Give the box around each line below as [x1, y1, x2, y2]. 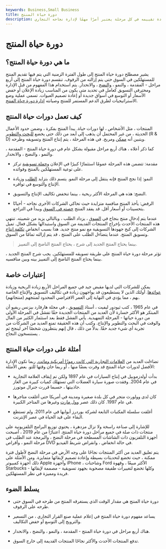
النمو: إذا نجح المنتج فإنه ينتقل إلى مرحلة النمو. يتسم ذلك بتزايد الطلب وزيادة [12, 176, 153, 182]
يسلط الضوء [5, 485, 39, 494]
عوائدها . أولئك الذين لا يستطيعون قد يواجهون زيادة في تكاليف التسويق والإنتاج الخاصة [5, 289, 161, 295]
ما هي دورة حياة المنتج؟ [5, 58, 70, 66]
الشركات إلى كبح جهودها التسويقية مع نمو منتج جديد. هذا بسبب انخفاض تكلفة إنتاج [5, 226, 156, 232]
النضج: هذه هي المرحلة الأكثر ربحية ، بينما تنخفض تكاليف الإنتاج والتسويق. [12, 191, 147, 197]
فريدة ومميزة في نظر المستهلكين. [5, 470, 69, 476]
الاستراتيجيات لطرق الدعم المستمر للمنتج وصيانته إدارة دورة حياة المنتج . [5, 98, 138, 104]
